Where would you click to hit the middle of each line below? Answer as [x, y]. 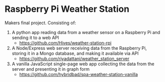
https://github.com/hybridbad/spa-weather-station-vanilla [79, 74]
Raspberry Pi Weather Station [67, 9]
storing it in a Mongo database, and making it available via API [75, 53]
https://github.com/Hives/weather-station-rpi [65, 42]
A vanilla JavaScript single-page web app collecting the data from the [83, 64]
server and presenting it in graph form [51, 69]
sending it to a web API [35, 38]
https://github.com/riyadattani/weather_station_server [74, 58]
